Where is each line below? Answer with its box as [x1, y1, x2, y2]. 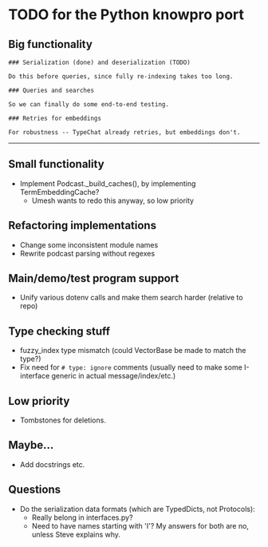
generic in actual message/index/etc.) [51, 371, 176, 381]
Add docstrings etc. [19, 459, 85, 469]
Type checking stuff [8, 324, 110, 338]
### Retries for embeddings [8, 114, 102, 122]
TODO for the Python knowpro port [8, 6, 245, 24]
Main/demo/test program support [8, 272, 179, 285]
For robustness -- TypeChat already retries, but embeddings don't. [8, 129, 241, 137]
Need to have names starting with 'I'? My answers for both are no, [31, 521, 250, 530]
